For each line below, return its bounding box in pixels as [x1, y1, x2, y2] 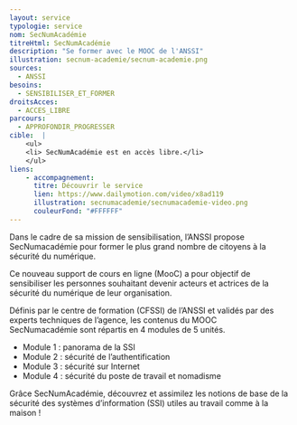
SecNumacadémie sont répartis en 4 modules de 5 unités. [9, 324, 226, 335]
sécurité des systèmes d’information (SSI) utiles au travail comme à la [9, 397, 269, 408]
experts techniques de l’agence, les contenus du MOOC [9, 314, 218, 326]
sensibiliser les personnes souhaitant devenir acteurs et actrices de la [9, 278, 269, 288]
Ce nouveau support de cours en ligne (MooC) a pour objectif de [9, 268, 251, 279]
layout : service [9, 13, 70, 23]
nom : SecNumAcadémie [9, 30, 88, 39]
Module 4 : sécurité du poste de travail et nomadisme [22, 370, 221, 381]
